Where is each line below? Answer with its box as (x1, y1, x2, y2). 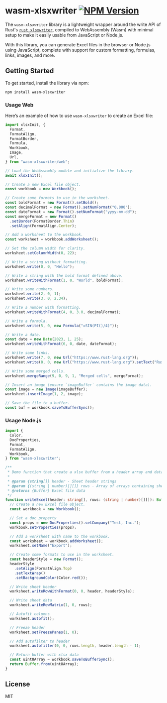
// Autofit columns (9, 611, 50, 617)
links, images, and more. (5, 52, 56, 58)
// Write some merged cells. (5, 368, 66, 373)
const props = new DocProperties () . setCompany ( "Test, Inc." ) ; (9, 520, 141, 525)
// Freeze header (9, 625, 46, 630)
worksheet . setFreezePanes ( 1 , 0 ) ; (9, 630, 79, 635)
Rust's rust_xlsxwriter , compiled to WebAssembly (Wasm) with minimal (5, 26, 154, 32)
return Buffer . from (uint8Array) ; (9, 662, 79, 667)
